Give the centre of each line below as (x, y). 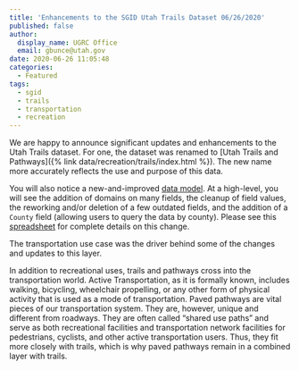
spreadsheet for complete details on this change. (100, 227)
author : (24, 34)
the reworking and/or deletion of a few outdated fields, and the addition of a (149, 207)
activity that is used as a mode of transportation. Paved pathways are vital (145, 299)
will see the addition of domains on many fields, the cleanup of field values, (148, 198)
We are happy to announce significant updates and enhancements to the (143, 143)
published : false (42, 26)
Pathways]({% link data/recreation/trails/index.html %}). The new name (141, 162)
